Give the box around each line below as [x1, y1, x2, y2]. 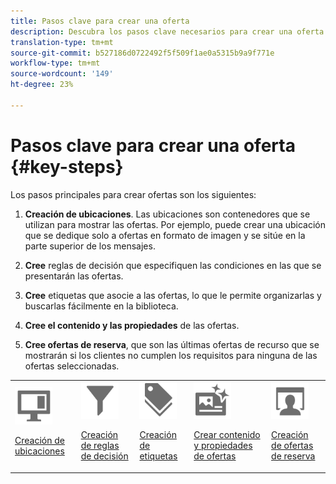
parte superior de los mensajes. [24, 240, 156, 252]
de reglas [80, 440, 120, 452]
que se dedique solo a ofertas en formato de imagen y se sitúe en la [24, 229, 306, 241]
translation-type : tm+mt [10, 37, 114, 47]
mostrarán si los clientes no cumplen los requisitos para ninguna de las [24, 349, 318, 361]
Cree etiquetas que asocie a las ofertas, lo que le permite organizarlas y [24, 289, 322, 301]
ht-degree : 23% [10, 80, 74, 90]
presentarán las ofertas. [24, 270, 124, 282]
